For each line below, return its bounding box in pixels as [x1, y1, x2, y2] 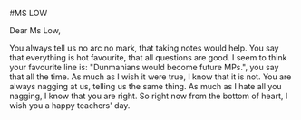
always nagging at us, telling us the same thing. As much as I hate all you [9, 81, 283, 91]
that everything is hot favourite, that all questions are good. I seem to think [9, 52, 287, 62]
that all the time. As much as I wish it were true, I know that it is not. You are [9, 71, 292, 82]
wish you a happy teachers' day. [9, 100, 131, 111]
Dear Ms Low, [9, 25, 61, 35]
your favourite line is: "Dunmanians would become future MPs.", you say [9, 62, 279, 72]
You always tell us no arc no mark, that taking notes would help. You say [9, 42, 279, 53]
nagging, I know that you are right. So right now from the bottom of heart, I [9, 90, 288, 101]
